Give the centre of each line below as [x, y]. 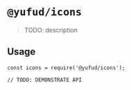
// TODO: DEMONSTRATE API [44, 80]
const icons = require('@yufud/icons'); [67, 68]
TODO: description [51, 30]
